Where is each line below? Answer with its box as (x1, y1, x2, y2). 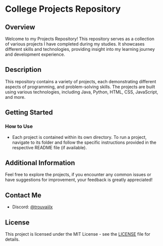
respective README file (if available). (12, 144, 87, 150)
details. (5, 236, 20, 242)
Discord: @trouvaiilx (12, 204, 53, 210)
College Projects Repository (5, 3, 121, 15)
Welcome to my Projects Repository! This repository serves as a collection (5, 36, 155, 42)
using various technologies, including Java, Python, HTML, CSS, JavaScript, (5, 89, 159, 95)
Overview (5, 23, 36, 31)
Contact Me (5, 191, 41, 199)
